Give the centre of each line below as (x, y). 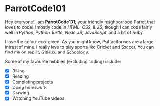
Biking (18, 71)
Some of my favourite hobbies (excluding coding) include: (63, 61)
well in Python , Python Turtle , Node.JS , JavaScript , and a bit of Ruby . (75, 32)
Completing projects (32, 82)
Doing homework (29, 88)
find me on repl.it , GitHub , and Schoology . (47, 52)
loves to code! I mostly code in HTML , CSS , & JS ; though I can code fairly (79, 27)
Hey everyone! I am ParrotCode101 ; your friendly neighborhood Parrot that (80, 22)
